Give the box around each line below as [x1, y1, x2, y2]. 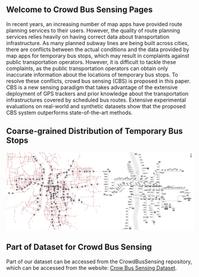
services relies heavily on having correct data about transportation [6, 33, 170, 40]
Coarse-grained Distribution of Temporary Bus [6, 126, 183, 136]
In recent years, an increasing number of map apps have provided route [6, 20, 183, 27]
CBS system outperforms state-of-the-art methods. [6, 109, 133, 116]
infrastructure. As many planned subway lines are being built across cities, [6, 39, 189, 46]
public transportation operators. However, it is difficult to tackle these [6, 58, 176, 65]
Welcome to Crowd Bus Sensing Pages [6, 5, 153, 15]
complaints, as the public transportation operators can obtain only [6, 65, 169, 72]
